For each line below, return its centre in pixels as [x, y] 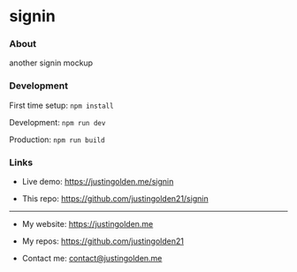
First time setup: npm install [61, 105]
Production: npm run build [57, 140]
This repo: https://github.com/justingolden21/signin [115, 199]
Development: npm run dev [57, 122]
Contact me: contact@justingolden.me [92, 259]
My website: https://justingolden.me [88, 224]
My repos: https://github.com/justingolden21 [103, 241]
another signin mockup [51, 63]
